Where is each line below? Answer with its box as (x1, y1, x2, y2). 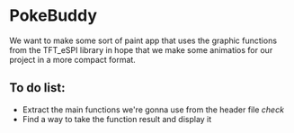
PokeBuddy (9, 5, 97, 26)
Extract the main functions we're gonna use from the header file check (22, 104, 285, 115)
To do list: (9, 80, 66, 95)
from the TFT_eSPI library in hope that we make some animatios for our (9, 44, 273, 55)
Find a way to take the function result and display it (22, 113, 212, 124)
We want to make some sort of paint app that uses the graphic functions (9, 35, 277, 46)
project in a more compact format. (9, 54, 137, 65)
